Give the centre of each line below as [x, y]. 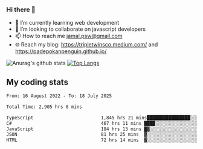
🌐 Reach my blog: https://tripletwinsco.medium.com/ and [86, 45]
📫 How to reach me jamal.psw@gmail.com [69, 36]
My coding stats [37, 82]
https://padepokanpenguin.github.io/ [61, 51]
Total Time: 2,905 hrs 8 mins [44, 107]
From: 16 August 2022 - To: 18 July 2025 [59, 96]
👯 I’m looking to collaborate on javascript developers [80, 29]
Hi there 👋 [21, 10]
